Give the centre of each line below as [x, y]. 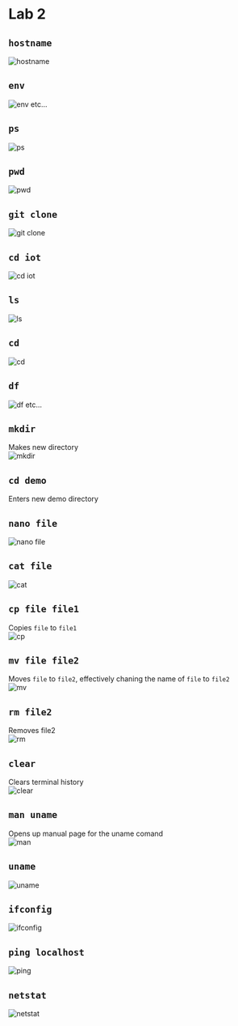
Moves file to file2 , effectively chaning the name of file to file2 [119, 679]
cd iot [25, 257]
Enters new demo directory [54, 499]
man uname [33, 815]
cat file [30, 566]
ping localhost [46, 952]
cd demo [27, 480]
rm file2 [30, 712]
